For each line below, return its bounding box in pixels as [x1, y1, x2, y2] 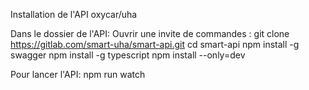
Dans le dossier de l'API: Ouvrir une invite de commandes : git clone [10, 28, 290, 39]
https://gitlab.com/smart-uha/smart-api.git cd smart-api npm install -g [10, 39, 300, 50]
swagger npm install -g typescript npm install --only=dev [10, 49, 246, 61]
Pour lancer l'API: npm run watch [10, 69, 146, 80]
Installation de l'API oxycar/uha [10, 9, 138, 20]
